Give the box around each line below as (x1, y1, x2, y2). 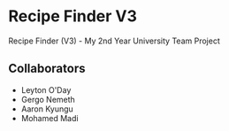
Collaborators (8, 61, 86, 76)
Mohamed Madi (20, 112, 79, 123)
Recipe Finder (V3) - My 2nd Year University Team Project (8, 35, 220, 46)
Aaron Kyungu (20, 104, 74, 114)
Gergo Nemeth (20, 94, 76, 104)
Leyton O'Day (20, 84, 72, 95)
